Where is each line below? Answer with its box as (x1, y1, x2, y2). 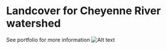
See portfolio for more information (6, 36, 90, 43)
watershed (6, 17, 61, 30)
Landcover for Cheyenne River (6, 4, 161, 18)
